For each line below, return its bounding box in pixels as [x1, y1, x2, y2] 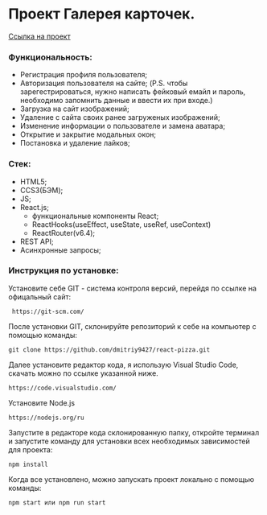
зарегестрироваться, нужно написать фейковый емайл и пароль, [19, 87, 246, 97]
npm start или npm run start [8, 498, 106, 507]
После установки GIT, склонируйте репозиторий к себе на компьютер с [8, 321, 257, 331]
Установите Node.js [8, 398, 75, 407]
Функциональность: [8, 51, 92, 63]
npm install [8, 460, 48, 468]
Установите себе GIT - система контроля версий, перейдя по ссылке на [8, 283, 257, 293]
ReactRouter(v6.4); [31, 228, 96, 237]
